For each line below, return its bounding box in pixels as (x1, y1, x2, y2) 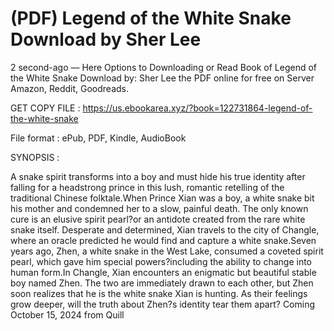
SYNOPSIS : (10, 151, 60, 163)
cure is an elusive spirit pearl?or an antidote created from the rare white (10, 213, 306, 225)
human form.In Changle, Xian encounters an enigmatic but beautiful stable (10, 266, 317, 278)
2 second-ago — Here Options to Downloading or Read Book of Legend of (10, 61, 317, 73)
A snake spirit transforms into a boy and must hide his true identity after (10, 170, 306, 182)
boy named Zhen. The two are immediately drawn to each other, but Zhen (10, 277, 314, 289)
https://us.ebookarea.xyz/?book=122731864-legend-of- (82, 102, 313, 114)
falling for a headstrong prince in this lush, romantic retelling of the (10, 181, 285, 193)
